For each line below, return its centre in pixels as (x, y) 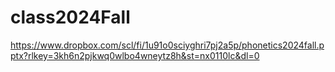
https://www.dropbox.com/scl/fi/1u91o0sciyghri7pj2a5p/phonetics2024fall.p (167, 45)
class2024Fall (70, 17)
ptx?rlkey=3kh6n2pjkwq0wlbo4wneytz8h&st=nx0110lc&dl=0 (135, 55)
